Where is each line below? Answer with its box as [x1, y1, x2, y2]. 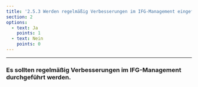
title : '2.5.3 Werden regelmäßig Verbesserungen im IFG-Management [6, 8, 176, 15]
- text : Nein [11, 36, 44, 41]
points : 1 [16, 30, 41, 36]
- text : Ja [11, 25, 38, 31]
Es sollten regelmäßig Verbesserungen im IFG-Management [6, 65, 181, 74]
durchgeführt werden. [6, 73, 71, 81]
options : [6, 19, 28, 25]
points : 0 [16, 41, 41, 47]
